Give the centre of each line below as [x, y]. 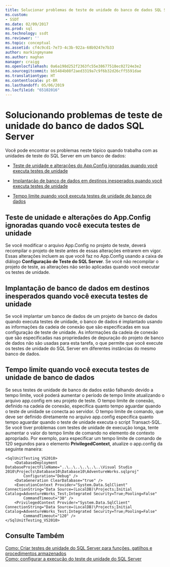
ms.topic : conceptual [28, 43]
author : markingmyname [29, 52]
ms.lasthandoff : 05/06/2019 [35, 85]
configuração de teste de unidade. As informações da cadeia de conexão [82, 333]
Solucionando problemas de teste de [84, 115]
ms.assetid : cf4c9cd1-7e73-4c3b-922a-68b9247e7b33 [60, 48]
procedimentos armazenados [36, 553]
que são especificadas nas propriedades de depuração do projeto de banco [84, 338]
